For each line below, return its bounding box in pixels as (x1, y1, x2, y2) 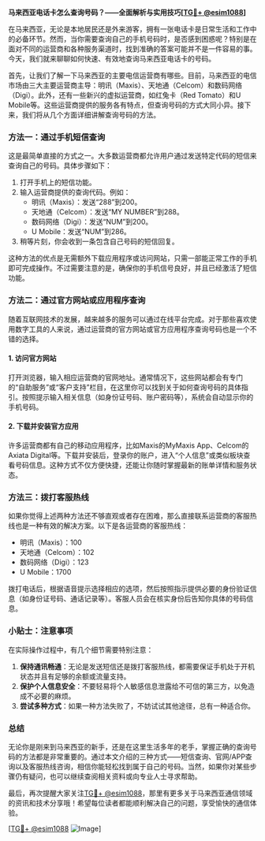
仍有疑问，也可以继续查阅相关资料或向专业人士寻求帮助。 (14, 772, 202, 781)
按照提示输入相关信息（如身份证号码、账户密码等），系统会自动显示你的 (21, 392, 254, 401)
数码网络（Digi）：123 (19, 557, 89, 567)
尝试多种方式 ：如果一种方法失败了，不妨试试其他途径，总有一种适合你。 (19, 701, 255, 710)
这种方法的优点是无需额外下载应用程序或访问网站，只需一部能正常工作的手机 (8, 254, 257, 263)
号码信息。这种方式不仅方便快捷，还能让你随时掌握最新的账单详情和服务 (14, 460, 250, 470)
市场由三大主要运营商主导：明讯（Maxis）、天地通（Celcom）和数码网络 (8, 80, 243, 90)
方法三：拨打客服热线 (8, 492, 89, 503)
